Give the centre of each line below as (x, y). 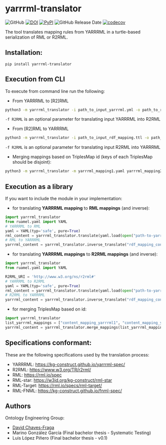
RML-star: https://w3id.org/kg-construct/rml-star (62, 380)
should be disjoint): (32, 162)
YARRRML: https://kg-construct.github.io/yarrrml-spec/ (69, 364)
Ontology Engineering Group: (35, 418)
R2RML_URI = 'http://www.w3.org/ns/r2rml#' (51, 277)
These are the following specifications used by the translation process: (77, 355)
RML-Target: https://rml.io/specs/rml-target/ (57, 385)
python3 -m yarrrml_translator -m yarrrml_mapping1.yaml (65, 171)
